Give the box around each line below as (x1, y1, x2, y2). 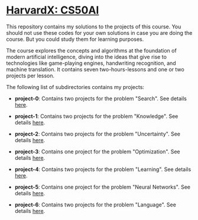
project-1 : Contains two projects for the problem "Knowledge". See (14, 113, 178, 120)
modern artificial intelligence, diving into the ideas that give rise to (6, 53, 167, 60)
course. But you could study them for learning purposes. (6, 35, 144, 42)
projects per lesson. (6, 72, 55, 79)
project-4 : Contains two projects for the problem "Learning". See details (14, 166, 191, 173)
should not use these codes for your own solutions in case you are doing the (6, 29, 193, 36)
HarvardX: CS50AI (6, 4, 99, 17)
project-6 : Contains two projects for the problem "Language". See (14, 201, 176, 208)
